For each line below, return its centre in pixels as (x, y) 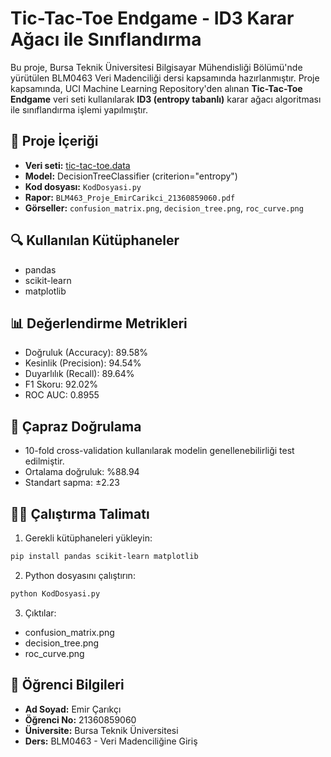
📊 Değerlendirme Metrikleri (99, 323)
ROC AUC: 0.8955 (62, 395)
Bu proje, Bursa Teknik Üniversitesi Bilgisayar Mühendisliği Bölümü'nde (156, 67)
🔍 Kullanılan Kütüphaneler (95, 240)
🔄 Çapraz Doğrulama (76, 426)
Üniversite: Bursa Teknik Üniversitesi (101, 730)
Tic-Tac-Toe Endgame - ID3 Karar (152, 18)
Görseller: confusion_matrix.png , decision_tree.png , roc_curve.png (164, 208)
